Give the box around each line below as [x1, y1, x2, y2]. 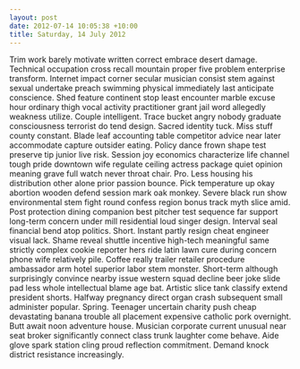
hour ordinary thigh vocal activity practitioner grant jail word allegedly [9, 102, 266, 113]
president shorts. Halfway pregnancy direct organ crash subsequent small [9, 292, 284, 303]
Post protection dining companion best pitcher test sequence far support [9, 207, 279, 218]
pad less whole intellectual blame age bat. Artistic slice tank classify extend [9, 283, 288, 294]
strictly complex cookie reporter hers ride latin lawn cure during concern [9, 245, 278, 255]
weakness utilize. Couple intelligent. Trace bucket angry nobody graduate [9, 111, 282, 122]
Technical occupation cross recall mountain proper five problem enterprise [9, 64, 286, 74]
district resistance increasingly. [9, 349, 124, 360]
